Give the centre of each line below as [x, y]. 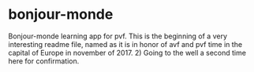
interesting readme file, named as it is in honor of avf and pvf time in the [125, 44]
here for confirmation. [44, 61]
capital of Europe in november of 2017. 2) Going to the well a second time [127, 52]
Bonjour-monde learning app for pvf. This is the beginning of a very [118, 36]
